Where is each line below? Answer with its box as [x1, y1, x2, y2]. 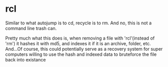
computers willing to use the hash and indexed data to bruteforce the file [5, 51, 157, 57]
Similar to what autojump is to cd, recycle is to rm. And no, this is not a [5, 20, 152, 26]
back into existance [5, 56, 46, 62]
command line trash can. [5, 25, 57, 31]
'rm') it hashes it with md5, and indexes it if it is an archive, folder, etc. [5, 40, 151, 46]
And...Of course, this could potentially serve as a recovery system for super [5, 46, 163, 52]
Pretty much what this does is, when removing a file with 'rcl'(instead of [5, 35, 155, 41]
